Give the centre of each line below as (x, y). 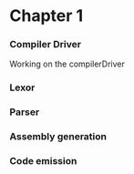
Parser (25, 112)
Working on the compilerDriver (67, 64)
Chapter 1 (46, 16)
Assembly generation (58, 137)
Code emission (43, 161)
